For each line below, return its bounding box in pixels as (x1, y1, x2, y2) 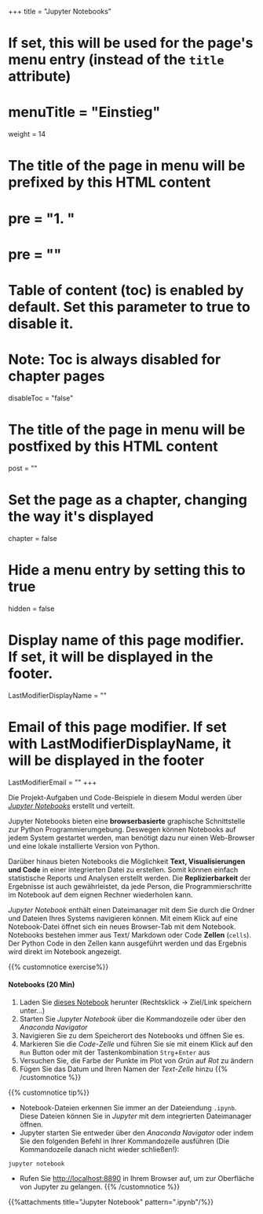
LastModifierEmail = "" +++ (8, 777, 97, 787)
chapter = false (8, 533, 57, 543)
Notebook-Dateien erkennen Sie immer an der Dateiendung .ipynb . (19, 1102, 237, 1112)
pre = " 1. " (8, 210, 75, 227)
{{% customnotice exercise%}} (8, 962, 109, 971)
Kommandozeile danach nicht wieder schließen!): (19, 1144, 180, 1154)
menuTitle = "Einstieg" (8, 104, 161, 121)
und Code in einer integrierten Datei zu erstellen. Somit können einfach (8, 865, 239, 874)
